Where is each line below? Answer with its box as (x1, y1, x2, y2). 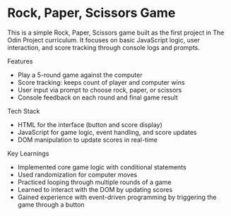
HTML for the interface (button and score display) (17, 120, 162, 128)
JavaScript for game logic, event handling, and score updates (17, 128, 197, 136)
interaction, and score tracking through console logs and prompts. (7, 43, 200, 52)
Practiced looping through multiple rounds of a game (17, 178, 172, 186)
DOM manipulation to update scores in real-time (17, 136, 158, 144)
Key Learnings (7, 149, 49, 157)
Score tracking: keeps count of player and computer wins (17, 78, 185, 86)
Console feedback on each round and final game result (17, 93, 178, 102)
